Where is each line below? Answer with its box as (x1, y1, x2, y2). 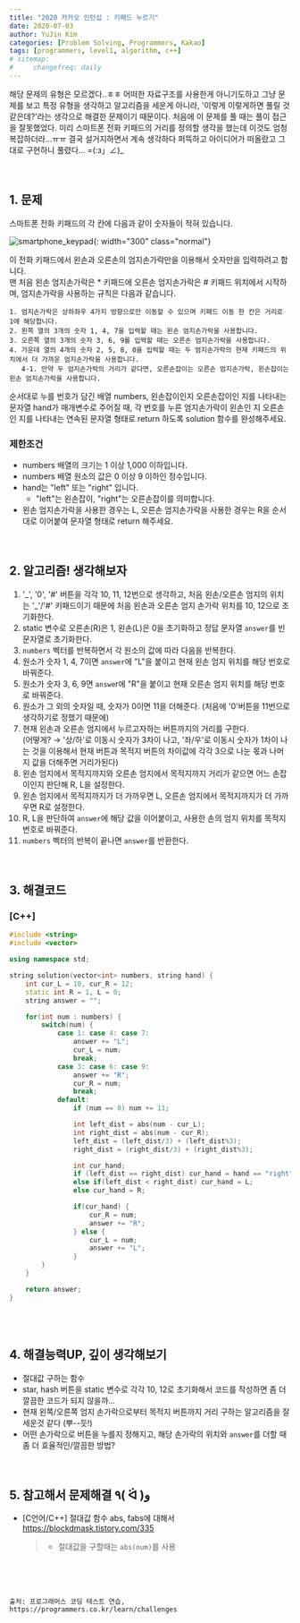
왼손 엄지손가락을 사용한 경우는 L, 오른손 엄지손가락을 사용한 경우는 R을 (21, 504, 271, 515)
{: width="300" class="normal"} (93, 235, 212, 246)
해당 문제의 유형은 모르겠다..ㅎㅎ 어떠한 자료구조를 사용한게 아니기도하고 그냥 (9, 89, 277, 99)
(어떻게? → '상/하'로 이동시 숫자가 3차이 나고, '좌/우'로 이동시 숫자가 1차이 (21, 734, 279, 745)
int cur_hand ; (72, 1161, 126, 1170)
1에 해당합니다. (9, 317, 59, 326)
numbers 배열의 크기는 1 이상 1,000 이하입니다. (21, 459, 187, 470)
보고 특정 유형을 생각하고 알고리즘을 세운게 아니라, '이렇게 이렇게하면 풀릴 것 (25, 99, 290, 110)
